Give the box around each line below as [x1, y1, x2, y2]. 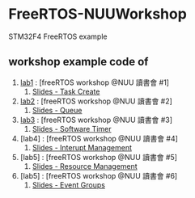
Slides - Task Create [32, 86, 100, 96]
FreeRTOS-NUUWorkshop [8, 5, 188, 23]
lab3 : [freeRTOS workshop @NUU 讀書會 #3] [19, 115, 172, 124]
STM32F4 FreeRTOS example [8, 32, 108, 41]
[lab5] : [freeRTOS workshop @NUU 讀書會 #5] [19, 152, 178, 162]
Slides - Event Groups [32, 179, 105, 190]
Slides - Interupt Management [32, 142, 132, 152]
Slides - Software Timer [32, 124, 112, 133]
